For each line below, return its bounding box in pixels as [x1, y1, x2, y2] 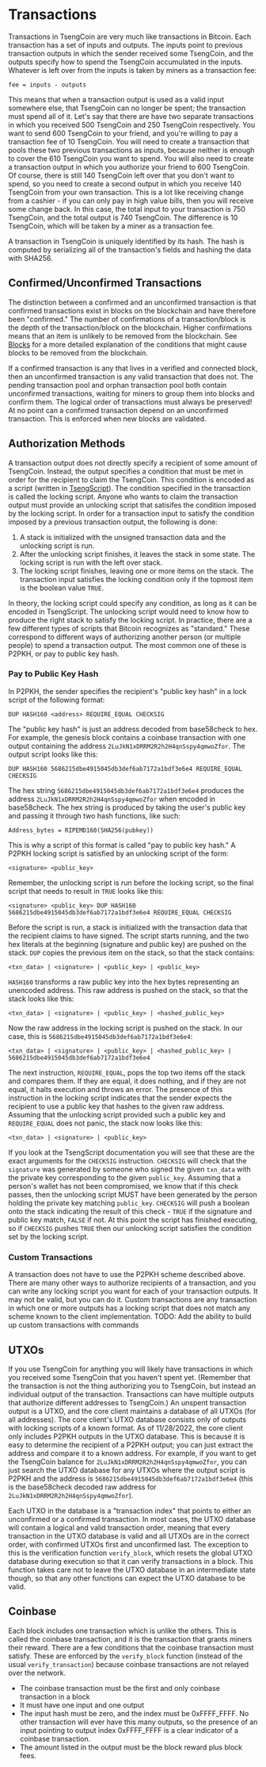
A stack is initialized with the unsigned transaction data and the [19, 532, 226, 542]
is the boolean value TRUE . [19, 583, 104, 592]
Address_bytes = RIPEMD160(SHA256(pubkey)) [8, 826, 154, 834]
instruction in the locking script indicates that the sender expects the [8, 1093, 232, 1102]
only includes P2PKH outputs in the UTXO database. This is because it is [8, 1432, 245, 1441]
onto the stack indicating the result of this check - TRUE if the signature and [8, 1206, 253, 1216]
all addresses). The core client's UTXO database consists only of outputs [8, 1414, 247, 1424]
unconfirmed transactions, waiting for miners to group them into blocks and [8, 389, 255, 398]
